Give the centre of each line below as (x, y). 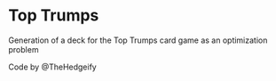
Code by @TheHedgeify (52, 67)
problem (24, 49)
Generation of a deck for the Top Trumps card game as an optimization (138, 40)
